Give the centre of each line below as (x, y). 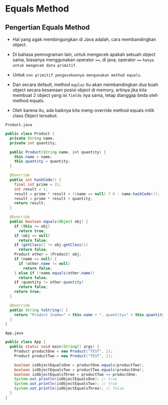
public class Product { (30, 134)
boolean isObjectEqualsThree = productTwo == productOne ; (76, 374)
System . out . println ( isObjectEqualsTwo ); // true (66, 384)
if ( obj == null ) (32, 236)
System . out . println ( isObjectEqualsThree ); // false (69, 388)
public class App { (25, 342)
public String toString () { (39, 310)
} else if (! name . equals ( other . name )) (54, 273)
